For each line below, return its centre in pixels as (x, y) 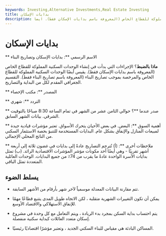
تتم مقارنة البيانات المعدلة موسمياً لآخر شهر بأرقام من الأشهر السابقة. (76, 189)
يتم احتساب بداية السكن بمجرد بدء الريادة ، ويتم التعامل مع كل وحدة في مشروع (85, 213)
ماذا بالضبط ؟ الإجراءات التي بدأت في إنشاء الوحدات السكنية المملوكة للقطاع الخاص (82, 67)
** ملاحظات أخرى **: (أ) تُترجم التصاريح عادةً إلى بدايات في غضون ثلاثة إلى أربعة (79, 146)
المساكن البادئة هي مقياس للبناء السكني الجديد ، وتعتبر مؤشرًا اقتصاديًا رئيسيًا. (83, 228)
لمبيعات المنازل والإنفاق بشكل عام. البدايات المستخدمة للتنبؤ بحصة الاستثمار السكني (82, 131)
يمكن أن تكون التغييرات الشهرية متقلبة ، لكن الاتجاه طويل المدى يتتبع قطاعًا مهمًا (86, 198)
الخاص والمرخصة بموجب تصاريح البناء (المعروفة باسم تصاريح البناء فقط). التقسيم (80, 77)
